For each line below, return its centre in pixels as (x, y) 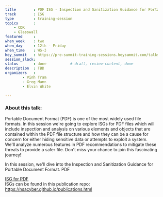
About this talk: (24, 108)
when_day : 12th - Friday (36, 46)
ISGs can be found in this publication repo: (48, 184)
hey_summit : (20, 55)
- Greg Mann (35, 82)
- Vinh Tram (35, 77)
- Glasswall (26, 32)
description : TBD (25, 69)
